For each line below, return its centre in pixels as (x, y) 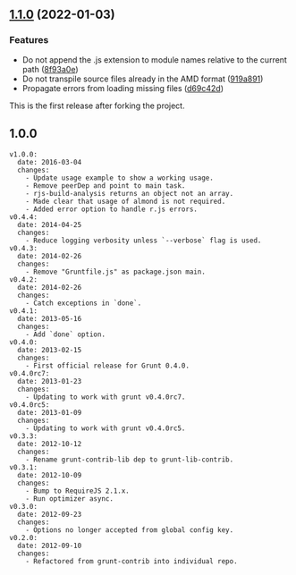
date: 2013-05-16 (50, 318)
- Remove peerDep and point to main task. (106, 186)
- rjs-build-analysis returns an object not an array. (130, 193)
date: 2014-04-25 (50, 224)
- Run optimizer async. (70, 499)
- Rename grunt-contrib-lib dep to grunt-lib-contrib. (130, 460)
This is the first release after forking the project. (97, 106)
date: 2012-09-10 (50, 545)
